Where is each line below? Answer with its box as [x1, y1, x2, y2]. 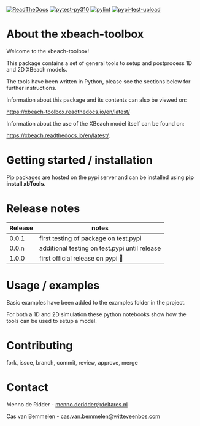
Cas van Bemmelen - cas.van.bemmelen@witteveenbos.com [6, 413, 161, 420]
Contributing [6, 338, 73, 352]
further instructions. [6, 84, 57, 91]
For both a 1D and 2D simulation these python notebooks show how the [6, 310, 187, 318]
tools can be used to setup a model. [6, 317, 97, 324]
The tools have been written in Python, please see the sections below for [6, 77, 191, 85]
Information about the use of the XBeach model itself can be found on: [6, 120, 185, 127]
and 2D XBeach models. [6, 66, 67, 73]
